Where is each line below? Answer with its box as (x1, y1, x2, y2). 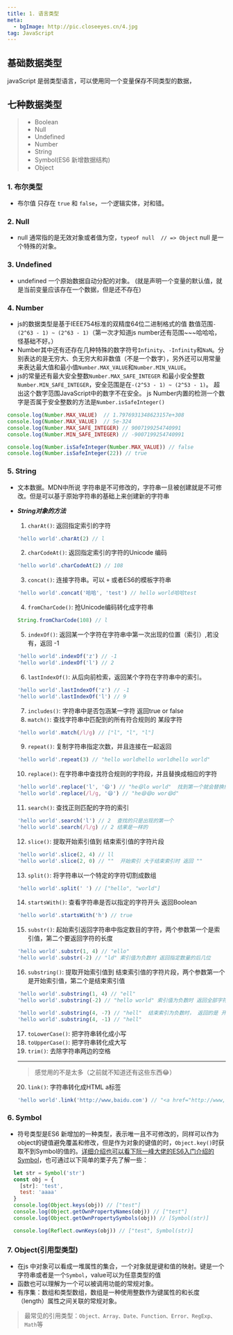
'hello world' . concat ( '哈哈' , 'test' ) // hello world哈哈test (17, 589, 197, 597)
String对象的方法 (17, 506, 67, 514)
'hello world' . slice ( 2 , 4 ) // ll (17, 851, 114, 858)
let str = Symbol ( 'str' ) (13, 1169, 85, 1177)
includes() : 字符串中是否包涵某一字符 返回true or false (27, 706, 184, 715)
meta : (7, 17, 23, 24)
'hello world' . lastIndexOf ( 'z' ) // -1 (17, 687, 130, 694)
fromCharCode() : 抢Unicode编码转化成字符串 (27, 603, 154, 612)
